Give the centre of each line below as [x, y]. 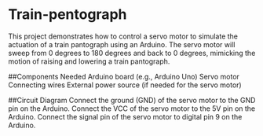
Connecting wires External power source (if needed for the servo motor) [125, 85]
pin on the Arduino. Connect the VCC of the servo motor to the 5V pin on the [132, 108]
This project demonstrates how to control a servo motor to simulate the [123, 36]
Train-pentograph [68, 15]
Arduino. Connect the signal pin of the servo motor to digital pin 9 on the [125, 116]
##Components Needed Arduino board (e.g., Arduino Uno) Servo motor [124, 76]
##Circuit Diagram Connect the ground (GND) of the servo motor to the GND [132, 100]
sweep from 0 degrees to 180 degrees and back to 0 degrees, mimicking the [132, 53]
